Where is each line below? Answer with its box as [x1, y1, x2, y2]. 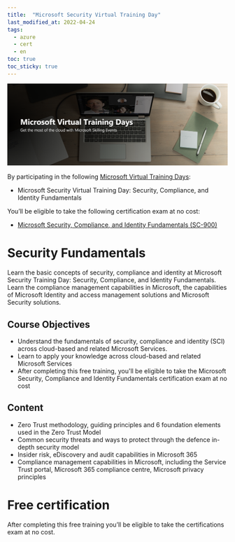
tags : [7, 26, 23, 33]
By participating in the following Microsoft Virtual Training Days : [7, 172, 191, 181]
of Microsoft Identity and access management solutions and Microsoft [7, 291, 210, 299]
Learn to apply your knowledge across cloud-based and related [17, 352, 201, 361]
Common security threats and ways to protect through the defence [17, 435, 211, 444]
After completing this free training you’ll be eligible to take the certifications [7, 520, 225, 529]
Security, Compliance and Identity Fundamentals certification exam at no [17, 375, 227, 383]
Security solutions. [7, 298, 62, 307]
